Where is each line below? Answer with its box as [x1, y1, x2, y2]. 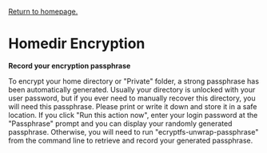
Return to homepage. [8, 7, 78, 16]
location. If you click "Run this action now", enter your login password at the [8, 110, 258, 120]
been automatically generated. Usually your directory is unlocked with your [8, 84, 256, 94]
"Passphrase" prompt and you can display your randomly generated [8, 119, 233, 128]
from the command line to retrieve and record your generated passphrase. [8, 135, 253, 145]
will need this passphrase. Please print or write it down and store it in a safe [8, 101, 257, 111]
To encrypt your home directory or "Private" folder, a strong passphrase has [8, 76, 260, 86]
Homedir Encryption [8, 35, 145, 53]
